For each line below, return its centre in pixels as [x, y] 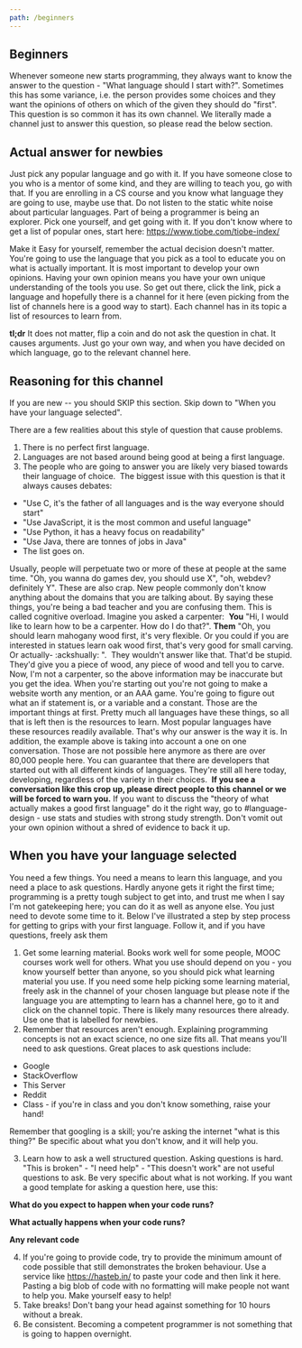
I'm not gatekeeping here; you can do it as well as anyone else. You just [142, 906]
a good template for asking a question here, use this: [120, 1186]
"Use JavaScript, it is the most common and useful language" [137, 522]
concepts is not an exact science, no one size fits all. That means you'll [154, 1039]
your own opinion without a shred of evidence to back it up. [120, 827]
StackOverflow [50, 1076]
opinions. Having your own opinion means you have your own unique [137, 278]
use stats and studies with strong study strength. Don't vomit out [162, 818]
